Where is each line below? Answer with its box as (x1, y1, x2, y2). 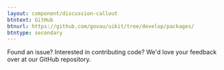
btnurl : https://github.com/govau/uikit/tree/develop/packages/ (7, 23, 195, 30)
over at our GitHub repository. (7, 56, 91, 64)
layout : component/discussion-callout (7, 10, 118, 17)
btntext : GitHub (7, 16, 53, 23)
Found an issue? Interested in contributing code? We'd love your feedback (7, 48, 217, 56)
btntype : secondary (7, 29, 63, 36)
